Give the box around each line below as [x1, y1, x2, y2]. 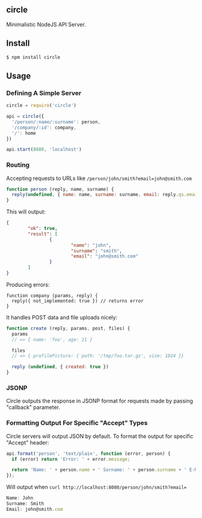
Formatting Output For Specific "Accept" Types [6, 419, 148, 427]
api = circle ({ [6, 114, 44, 120]
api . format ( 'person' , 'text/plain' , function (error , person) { [6, 451, 171, 457]
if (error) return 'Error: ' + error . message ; [11, 456, 130, 462]
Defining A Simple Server [6, 88, 82, 97]
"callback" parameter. [6, 404, 60, 411]
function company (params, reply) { [6, 292, 98, 298]
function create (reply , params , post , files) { [6, 325, 130, 331]
